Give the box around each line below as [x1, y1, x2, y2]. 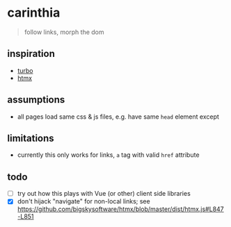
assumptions [7, 94, 65, 106]
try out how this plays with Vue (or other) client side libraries [17, 190, 191, 198]
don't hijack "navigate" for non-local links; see [17, 197, 151, 205]
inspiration [7, 48, 56, 60]
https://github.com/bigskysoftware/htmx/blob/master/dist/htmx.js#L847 [17, 205, 224, 213]
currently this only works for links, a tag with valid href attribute [17, 151, 200, 159]
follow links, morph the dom [24, 28, 104, 36]
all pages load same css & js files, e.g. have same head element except [17, 112, 219, 121]
